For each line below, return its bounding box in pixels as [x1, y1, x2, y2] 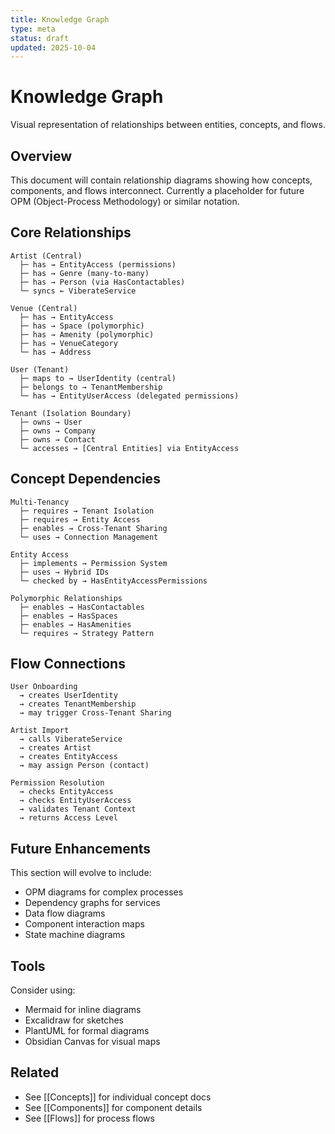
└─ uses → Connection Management [19, 532, 159, 542]
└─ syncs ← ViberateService [19, 286, 137, 296]
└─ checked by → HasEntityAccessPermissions [19, 576, 208, 586]
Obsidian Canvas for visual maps [24, 1036, 161, 1048]
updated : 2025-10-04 [10, 42, 97, 53]
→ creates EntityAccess [19, 752, 118, 762]
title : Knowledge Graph [10, 14, 110, 25]
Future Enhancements [10, 840, 152, 857]
